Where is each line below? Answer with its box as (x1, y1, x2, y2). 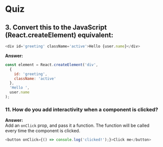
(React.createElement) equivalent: (5, 31, 114, 39)
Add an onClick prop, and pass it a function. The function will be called (5, 122, 150, 129)
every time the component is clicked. (5, 128, 81, 134)
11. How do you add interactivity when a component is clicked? (5, 106, 159, 113)
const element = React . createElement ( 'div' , (5, 62, 98, 67)
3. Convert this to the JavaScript (5, 23, 107, 32)
